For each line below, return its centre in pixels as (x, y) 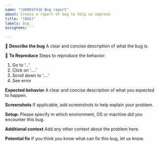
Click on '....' (24, 70)
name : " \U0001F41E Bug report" (37, 10)
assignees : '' (20, 28)
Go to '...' (21, 65)
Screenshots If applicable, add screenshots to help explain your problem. (79, 105)
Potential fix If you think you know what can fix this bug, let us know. (75, 139)
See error (22, 81)
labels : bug (17, 23)
